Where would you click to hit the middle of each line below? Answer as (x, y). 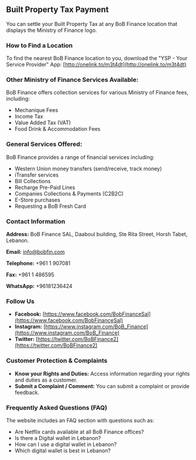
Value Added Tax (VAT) (43, 123)
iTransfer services (36, 175)
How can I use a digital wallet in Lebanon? (66, 444)
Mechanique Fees (36, 110)
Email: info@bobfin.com (36, 252)
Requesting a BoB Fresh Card (50, 206)
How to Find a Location (39, 45)
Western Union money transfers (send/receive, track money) (88, 168)
